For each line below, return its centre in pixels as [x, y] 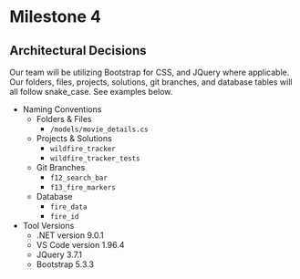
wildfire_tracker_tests [95, 159]
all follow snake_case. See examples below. [91, 92]
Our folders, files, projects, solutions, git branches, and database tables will [151, 82]
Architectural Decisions [78, 51]
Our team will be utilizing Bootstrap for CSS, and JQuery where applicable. [150, 72]
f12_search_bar [78, 178]
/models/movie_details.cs [99, 129]
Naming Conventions [62, 109]
